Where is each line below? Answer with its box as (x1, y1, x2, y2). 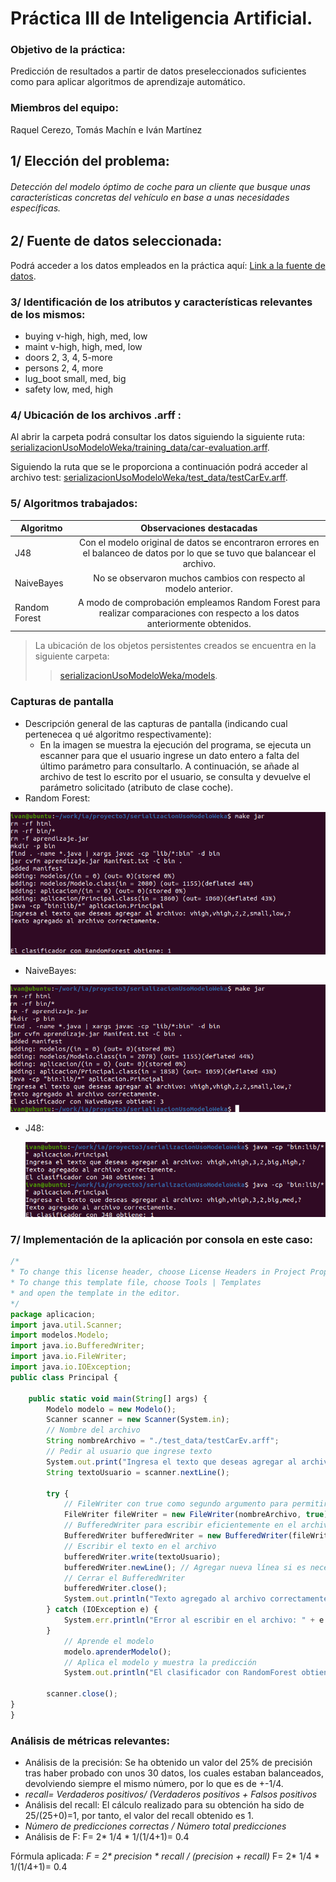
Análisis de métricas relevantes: (10, 1733, 170, 1747)
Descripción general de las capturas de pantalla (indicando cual (24, 717, 288, 729)
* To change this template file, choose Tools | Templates (10, 1278, 262, 1288)
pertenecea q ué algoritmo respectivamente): (24, 728, 212, 740)
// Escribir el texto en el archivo (63, 1541, 217, 1551)
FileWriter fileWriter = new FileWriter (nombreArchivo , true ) (63, 1510, 329, 1520)
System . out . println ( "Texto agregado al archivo (63, 1594, 267, 1604)
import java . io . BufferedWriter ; (10, 1341, 145, 1351)
